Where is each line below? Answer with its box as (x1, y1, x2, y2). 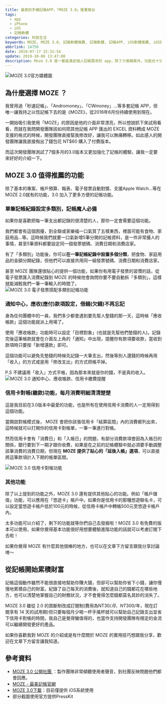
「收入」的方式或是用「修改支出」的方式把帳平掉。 (5, 359, 110, 365)
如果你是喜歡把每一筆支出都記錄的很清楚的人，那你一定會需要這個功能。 (5, 218, 153, 224)
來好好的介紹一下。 (5, 155, 45, 161)
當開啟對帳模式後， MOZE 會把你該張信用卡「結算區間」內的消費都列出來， (5, 419, 160, 425)
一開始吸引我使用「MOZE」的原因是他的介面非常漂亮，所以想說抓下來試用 (5, 120, 158, 126)
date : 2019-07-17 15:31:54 (5, 49, 61, 54)
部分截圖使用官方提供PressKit (12, 693, 74, 699)
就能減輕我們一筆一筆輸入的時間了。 (5, 280, 80, 287)
